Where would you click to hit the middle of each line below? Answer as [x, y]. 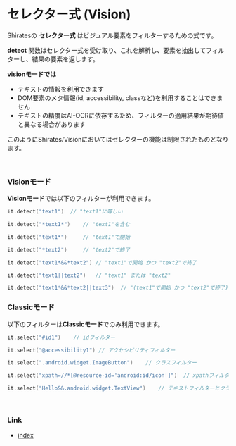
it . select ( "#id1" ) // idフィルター [61, 337]
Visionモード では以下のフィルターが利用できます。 [81, 199]
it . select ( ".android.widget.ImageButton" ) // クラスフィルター [102, 363]
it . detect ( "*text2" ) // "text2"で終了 [69, 250]
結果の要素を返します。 [65, 59]
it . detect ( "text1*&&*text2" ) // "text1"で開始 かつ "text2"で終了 [102, 262]
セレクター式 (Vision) [69, 14]
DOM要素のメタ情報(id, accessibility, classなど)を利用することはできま [120, 98]
